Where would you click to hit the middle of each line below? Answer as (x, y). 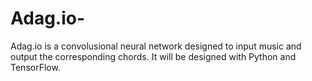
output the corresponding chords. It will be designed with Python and (153, 56)
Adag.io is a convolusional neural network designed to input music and (156, 46)
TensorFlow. (35, 67)
